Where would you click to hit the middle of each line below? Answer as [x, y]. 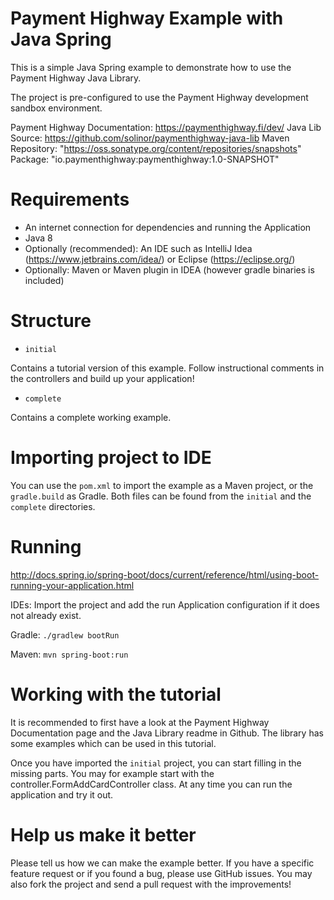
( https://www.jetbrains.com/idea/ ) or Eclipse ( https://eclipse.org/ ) [160, 259]
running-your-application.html [72, 585]
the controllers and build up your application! [102, 378]
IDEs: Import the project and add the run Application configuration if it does [165, 604]
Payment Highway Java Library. [76, 78]
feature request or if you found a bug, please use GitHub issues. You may [161, 873]
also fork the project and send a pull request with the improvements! [151, 884]
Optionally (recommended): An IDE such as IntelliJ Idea [138, 248]
